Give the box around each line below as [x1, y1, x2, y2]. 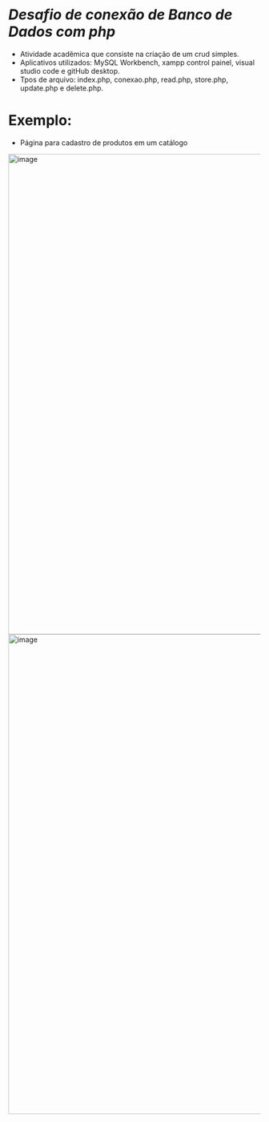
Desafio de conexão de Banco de [8, 6, 233, 24]
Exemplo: [8, 111, 72, 130]
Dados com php [8, 22, 116, 41]
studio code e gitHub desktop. [19, 66, 120, 75]
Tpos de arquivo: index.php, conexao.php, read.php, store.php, [19, 75, 229, 84]
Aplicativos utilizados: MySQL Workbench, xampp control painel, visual [19, 58, 255, 67]
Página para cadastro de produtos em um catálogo [19, 138, 188, 147]
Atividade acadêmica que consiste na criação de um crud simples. [19, 49, 239, 59]
